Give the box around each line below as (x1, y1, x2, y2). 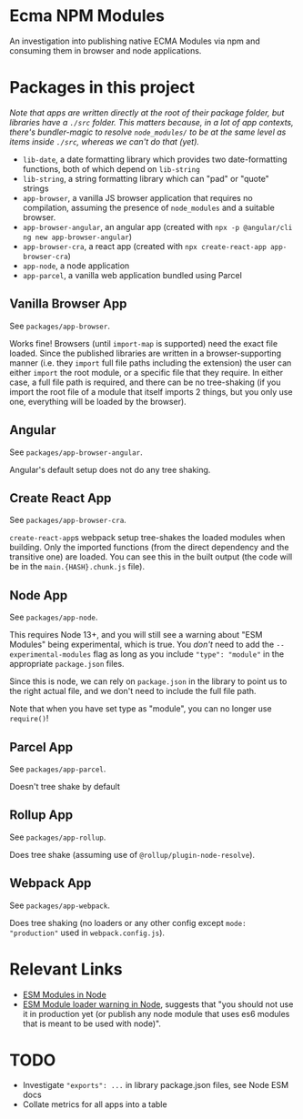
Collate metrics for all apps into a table (22, 1099, 167, 1110)
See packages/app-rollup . (9, 832, 106, 842)
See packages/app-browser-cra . (9, 515, 127, 526)
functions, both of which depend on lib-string (22, 163, 200, 174)
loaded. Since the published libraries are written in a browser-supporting (9, 348, 282, 358)
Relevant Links (9, 959, 123, 979)
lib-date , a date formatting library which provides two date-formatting (22, 154, 288, 165)
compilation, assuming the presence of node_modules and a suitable (22, 202, 275, 213)
